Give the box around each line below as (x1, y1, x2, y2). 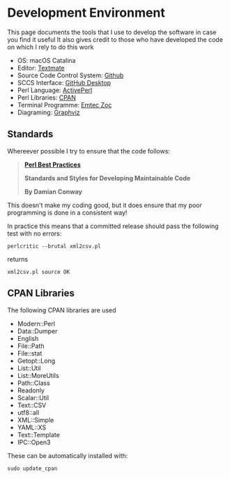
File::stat (17, 349, 43, 357)
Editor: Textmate (17, 63, 65, 72)
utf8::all (17, 408, 40, 416)
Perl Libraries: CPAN (17, 93, 77, 102)
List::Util (17, 364, 41, 372)
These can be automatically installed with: (7, 451, 128, 459)
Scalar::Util (17, 393, 49, 402)
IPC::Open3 (17, 438, 51, 446)
